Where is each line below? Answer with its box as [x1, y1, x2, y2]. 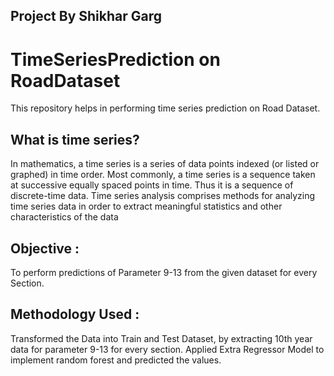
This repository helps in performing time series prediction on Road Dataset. [10, 102, 321, 114]
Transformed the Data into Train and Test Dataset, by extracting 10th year [10, 332, 313, 344]
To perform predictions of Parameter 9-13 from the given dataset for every [10, 266, 318, 278]
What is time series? [10, 131, 140, 148]
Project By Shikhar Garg [10, 8, 163, 25]
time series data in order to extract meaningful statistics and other [10, 200, 283, 213]
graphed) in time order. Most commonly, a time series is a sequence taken [10, 169, 316, 181]
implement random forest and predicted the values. [10, 354, 222, 366]
